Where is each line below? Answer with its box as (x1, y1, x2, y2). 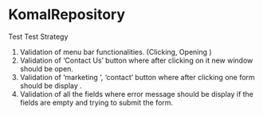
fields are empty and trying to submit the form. (19, 98, 174, 107)
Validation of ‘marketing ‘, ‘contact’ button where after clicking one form (19, 72, 255, 82)
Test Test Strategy (8, 32, 69, 41)
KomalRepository (8, 6, 126, 24)
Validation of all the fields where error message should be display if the (19, 89, 253, 98)
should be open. (19, 63, 74, 73)
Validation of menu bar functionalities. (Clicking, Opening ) (19, 47, 213, 56)
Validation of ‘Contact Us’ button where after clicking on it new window (19, 56, 253, 65)
